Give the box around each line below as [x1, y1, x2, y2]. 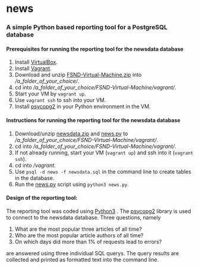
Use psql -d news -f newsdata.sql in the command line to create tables [14, 168, 191, 175]
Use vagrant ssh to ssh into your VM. [14, 97, 106, 104]
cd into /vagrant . [14, 162, 56, 169]
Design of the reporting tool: [6, 194, 78, 202]
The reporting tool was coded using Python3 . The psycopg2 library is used [6, 208, 191, 215]
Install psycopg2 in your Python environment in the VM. [14, 103, 151, 110]
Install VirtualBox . [14, 58, 58, 66]
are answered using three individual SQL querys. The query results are [6, 249, 179, 256]
